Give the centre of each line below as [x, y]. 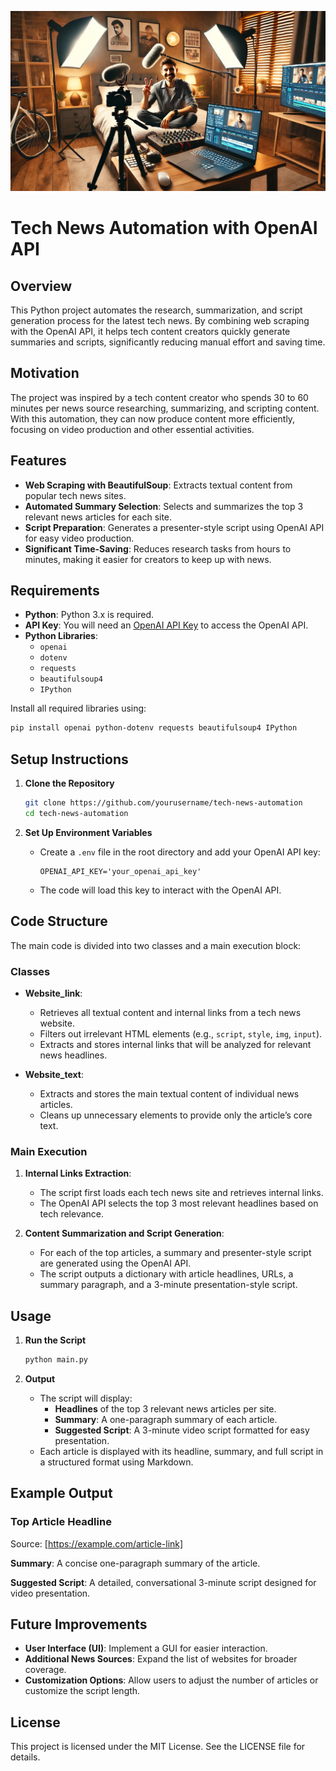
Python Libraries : [61, 636]
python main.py [56, 1360]
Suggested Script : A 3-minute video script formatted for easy [182, 1430]
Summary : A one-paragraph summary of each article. [166, 1419]
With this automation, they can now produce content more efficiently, [153, 418]
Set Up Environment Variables [88, 832]
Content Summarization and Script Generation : [124, 1233]
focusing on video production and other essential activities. [132, 429]
